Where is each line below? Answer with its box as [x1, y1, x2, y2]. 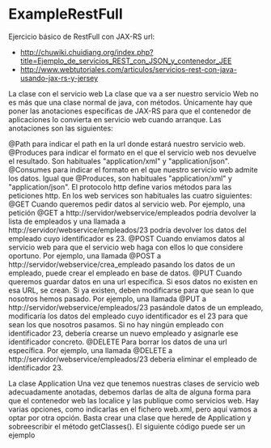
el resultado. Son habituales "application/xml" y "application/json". [8, 156, 231, 166]
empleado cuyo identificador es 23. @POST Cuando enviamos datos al [8, 233, 245, 243]
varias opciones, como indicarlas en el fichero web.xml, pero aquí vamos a [8, 404, 258, 414]
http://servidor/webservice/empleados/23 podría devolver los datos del [8, 224, 247, 235]
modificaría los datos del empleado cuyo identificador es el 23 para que [8, 311, 248, 321]
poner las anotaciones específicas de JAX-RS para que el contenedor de [8, 106, 252, 116]
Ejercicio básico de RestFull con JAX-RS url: [8, 32, 155, 41]
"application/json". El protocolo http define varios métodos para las [8, 181, 232, 191]
